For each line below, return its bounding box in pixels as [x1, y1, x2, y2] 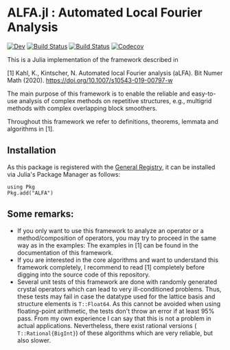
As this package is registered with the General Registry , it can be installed [7, 163, 216, 171]
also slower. [16, 336, 51, 344]
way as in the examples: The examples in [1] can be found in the [16, 241, 199, 249]
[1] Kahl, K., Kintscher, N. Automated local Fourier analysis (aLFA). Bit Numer [7, 69, 223, 77]
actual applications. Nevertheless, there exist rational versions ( [16, 321, 197, 329]
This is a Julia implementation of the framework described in [7, 55, 179, 63]
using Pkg [7, 184, 36, 190]
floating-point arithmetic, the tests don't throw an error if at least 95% [16, 307, 215, 315]
